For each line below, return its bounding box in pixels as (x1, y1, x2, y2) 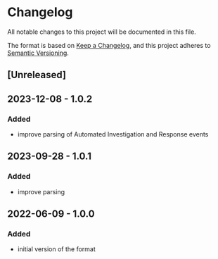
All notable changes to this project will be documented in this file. (7, 27, 197, 36)
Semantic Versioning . (7, 49, 69, 57)
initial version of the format (17, 245, 96, 253)
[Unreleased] (7, 69, 67, 81)
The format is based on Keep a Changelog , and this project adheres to (7, 41, 211, 49)
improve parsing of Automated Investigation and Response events (17, 130, 209, 139)
